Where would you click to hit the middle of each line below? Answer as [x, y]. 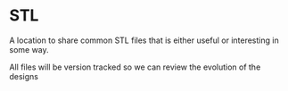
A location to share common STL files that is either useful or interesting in [144, 40]
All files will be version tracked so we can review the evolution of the [135, 67]
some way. [29, 49]
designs [24, 76]
